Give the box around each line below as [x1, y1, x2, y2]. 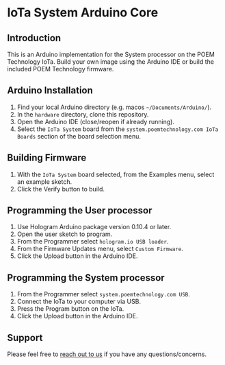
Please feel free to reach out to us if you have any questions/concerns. [7, 350, 207, 358]
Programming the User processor [7, 204, 153, 217]
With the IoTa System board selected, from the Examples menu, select [16, 170, 215, 178]
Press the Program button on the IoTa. [16, 305, 124, 313]
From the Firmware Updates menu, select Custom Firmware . [16, 245, 183, 253]
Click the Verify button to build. [16, 185, 105, 193]
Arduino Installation [7, 84, 94, 97]
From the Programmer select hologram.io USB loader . [16, 237, 169, 246]
